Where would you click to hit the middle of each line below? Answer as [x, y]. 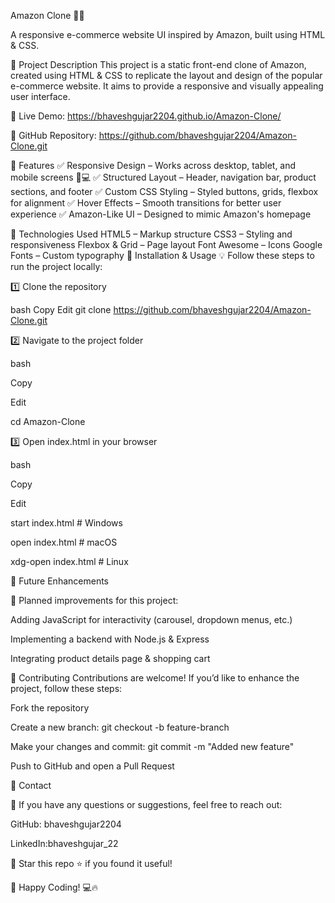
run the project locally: [56, 266]
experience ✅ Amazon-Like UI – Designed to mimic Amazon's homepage [161, 214]
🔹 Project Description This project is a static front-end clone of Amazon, [158, 64]
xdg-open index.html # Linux [69, 561]
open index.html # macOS [64, 542]
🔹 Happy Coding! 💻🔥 [54, 887]
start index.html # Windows [66, 523]
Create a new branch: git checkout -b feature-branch [120, 727]
